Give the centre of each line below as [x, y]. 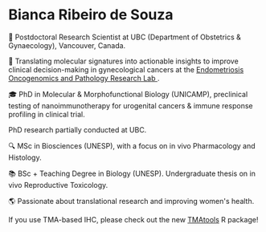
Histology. [25, 157]
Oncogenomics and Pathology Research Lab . [84, 78]
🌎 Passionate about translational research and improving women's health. [131, 201]
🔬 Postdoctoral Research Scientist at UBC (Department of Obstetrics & [125, 37]
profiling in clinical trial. [47, 114]
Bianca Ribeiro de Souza [91, 15]
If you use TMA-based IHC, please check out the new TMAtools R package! [133, 219]
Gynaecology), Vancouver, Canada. [67, 45]
